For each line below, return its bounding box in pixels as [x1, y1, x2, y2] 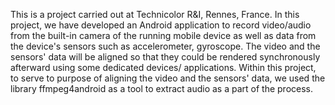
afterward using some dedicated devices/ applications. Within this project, [10, 62, 317, 73]
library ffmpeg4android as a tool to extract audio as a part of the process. [10, 83, 314, 94]
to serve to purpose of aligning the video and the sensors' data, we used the [10, 72, 326, 84]
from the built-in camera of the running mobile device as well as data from [10, 30, 317, 41]
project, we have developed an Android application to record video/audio [10, 19, 312, 31]
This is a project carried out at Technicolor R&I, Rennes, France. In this [10, 9, 300, 20]
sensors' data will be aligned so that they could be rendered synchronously [10, 51, 321, 63]
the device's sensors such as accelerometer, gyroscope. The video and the [10, 40, 321, 52]
